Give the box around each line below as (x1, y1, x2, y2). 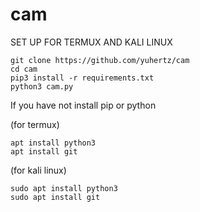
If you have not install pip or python (10, 99, 157, 111)
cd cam (10, 64, 38, 74)
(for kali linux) (10, 164, 67, 176)
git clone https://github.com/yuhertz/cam (10, 55, 190, 65)
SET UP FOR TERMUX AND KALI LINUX (10, 36, 173, 48)
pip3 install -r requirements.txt (10, 73, 155, 83)
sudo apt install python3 (10, 183, 118, 193)
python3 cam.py (10, 81, 74, 92)
